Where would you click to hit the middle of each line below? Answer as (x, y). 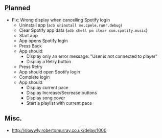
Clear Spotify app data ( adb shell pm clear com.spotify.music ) (83, 30)
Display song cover (46, 98)
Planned (17, 8)
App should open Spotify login (49, 72)
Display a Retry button (49, 61)
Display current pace (47, 87)
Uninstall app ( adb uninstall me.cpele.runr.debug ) (70, 25)
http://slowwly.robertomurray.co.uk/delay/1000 (59, 130)
